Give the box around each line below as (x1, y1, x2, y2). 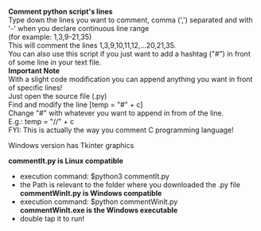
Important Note (8, 66, 60, 75)
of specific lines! (8, 83, 63, 92)
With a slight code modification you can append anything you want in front (8, 75, 253, 84)
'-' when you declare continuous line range (8, 24, 150, 33)
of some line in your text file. (8, 57, 102, 67)
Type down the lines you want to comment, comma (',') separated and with (8, 15, 253, 25)
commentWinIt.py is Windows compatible (19, 189, 162, 198)
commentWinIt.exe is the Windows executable (19, 206, 178, 214)
